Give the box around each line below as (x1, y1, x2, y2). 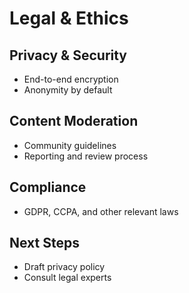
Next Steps (9, 235, 80, 252)
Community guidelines (23, 139, 117, 151)
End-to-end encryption (23, 73, 119, 85)
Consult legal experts (23, 272, 112, 284)
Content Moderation (9, 113, 139, 130)
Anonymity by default (23, 84, 113, 96)
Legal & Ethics (9, 7, 129, 30)
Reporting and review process (23, 150, 149, 162)
